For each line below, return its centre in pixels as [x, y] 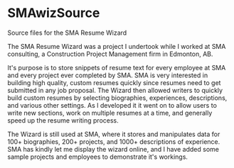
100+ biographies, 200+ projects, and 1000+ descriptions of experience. [114, 141]
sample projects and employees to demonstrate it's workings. [98, 157]
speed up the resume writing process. [63, 120]
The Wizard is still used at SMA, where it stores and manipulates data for [114, 134]
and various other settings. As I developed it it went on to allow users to [112, 105]
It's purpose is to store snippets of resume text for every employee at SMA [117, 67]
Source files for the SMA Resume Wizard [67, 33]
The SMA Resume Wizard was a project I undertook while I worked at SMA [117, 46]
